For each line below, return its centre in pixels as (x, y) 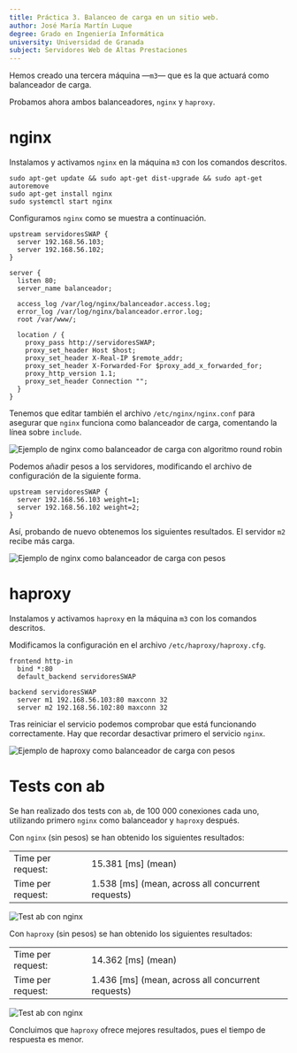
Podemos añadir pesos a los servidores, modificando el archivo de (130, 466)
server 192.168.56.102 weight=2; (79, 508)
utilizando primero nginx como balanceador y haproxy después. (125, 820)
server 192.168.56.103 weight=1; (79, 500)
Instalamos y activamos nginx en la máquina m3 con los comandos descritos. (148, 162)
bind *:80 (35, 669)
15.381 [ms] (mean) (134, 864)
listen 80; (37, 281)
